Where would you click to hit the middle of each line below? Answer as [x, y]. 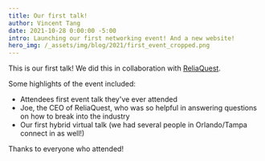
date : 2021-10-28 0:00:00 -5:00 [62, 30]
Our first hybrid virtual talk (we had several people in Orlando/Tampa [133, 125]
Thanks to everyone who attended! [66, 149]
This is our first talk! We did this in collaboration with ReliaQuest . [114, 68]
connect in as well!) [52, 134]
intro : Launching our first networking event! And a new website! [122, 38]
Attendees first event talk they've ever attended [99, 99]
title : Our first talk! [48, 16]
